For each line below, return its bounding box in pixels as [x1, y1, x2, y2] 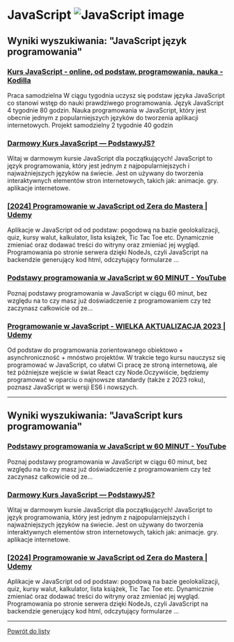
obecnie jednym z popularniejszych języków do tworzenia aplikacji [7, 113, 198, 122]
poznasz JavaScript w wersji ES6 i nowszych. [7, 383, 139, 391]
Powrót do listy [7, 627, 51, 636]
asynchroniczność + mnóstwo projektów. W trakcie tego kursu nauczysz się [7, 353, 226, 362]
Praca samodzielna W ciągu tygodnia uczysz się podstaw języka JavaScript [7, 91, 225, 99]
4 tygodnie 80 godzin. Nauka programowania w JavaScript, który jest [7, 105, 207, 115]
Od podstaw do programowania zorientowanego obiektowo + [7, 346, 183, 354]
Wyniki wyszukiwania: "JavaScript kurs [7, 409, 183, 422]
